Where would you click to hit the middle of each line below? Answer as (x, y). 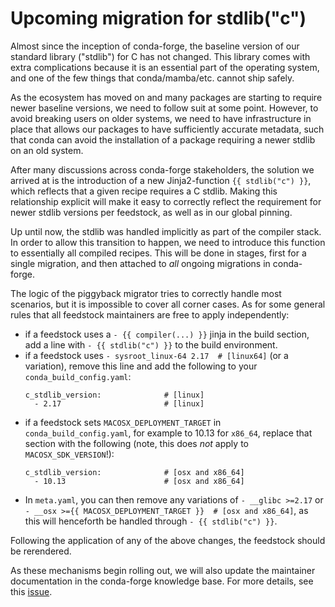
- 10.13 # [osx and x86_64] (139, 481)
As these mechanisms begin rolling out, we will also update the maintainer (163, 570)
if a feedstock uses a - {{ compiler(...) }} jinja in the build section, (167, 334)
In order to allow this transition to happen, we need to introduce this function (168, 242)
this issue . (31, 591)
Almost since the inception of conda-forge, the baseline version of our (155, 46)
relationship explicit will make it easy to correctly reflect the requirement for (166, 201)
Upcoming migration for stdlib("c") (158, 18)
